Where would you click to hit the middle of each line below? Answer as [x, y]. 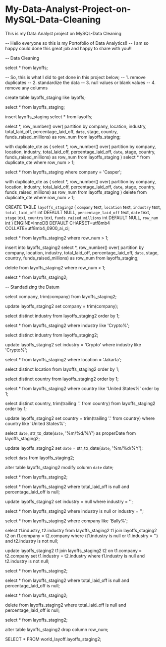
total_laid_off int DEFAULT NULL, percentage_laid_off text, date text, [78, 212]
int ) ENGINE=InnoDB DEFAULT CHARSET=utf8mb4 [58, 223]
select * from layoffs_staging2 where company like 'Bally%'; [66, 521]
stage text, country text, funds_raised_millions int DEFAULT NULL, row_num [82, 218]
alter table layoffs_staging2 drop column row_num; [57, 629]
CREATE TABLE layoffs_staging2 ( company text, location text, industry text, [83, 207]
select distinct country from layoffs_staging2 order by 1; [62, 379]
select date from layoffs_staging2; [40, 458]
